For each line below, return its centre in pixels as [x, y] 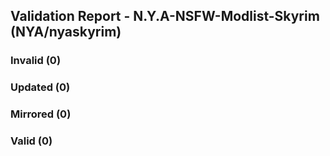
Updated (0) [40, 87]
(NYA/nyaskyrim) [66, 32]
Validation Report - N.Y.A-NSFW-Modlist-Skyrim [165, 16]
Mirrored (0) [41, 114]
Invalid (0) [36, 61]
